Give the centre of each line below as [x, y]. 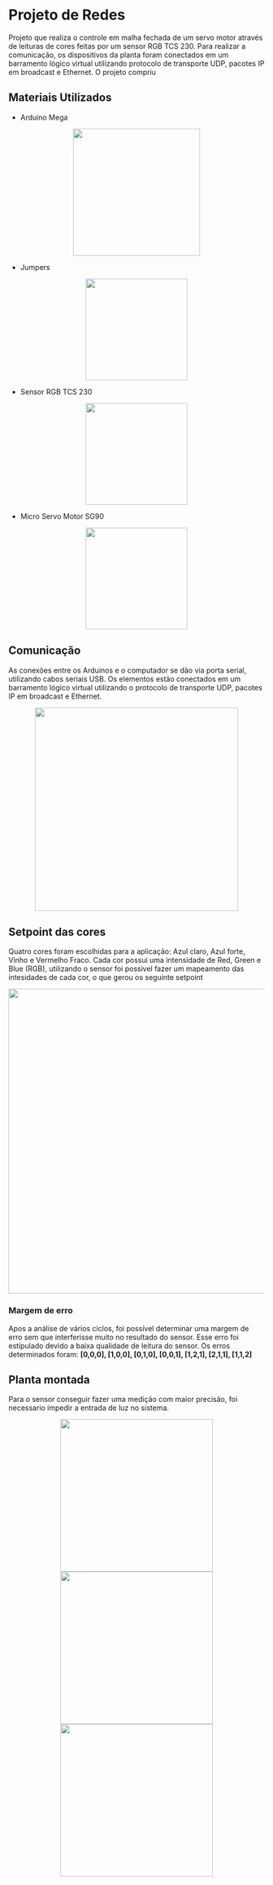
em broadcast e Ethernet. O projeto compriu [82, 72]
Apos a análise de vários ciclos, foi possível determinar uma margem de [129, 1328]
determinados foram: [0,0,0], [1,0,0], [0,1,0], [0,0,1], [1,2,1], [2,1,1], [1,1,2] [130, 1354]
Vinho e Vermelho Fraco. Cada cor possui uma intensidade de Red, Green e [135, 960]
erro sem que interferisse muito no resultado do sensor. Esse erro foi [124, 1337]
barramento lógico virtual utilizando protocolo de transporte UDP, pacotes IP [136, 63]
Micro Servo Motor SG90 [62, 516]
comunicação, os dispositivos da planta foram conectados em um [119, 54]
